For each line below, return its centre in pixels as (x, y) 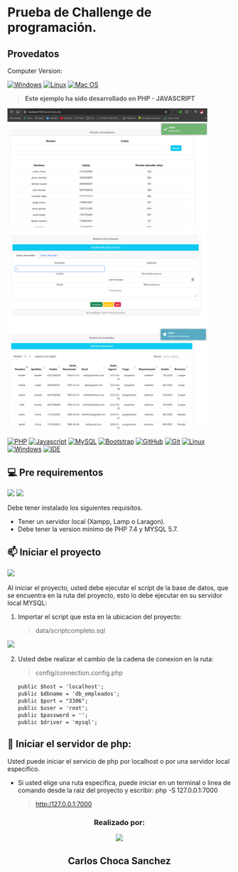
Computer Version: (35, 71)
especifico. (24, 769)
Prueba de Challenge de (80, 12)
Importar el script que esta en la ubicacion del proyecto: (99, 616)
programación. (52, 27)
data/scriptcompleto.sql (70, 630)
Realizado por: (119, 822)
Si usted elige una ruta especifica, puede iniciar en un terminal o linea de (124, 782)
